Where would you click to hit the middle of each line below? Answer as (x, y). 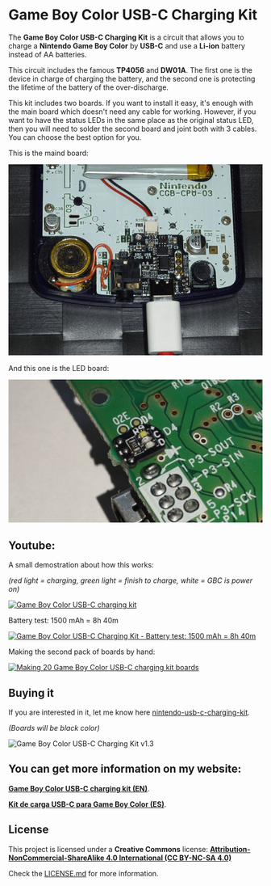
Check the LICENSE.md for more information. (83, 873)
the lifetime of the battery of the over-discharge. (89, 87)
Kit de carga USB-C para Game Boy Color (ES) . (88, 804)
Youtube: (32, 545)
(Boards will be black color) (54, 728)
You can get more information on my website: (125, 769)
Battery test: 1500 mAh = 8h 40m (64, 621)
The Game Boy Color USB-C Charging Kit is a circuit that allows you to (126, 37)
